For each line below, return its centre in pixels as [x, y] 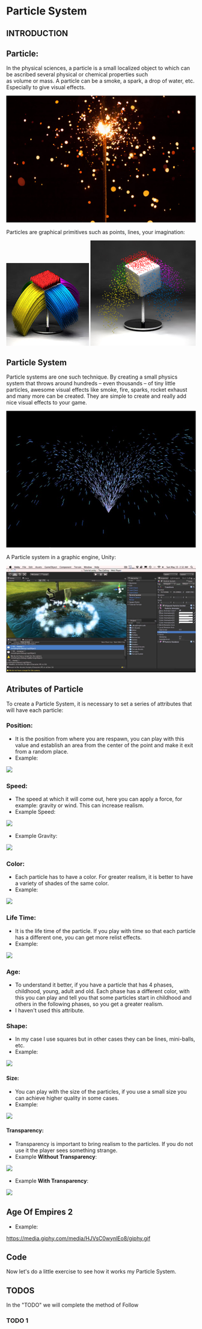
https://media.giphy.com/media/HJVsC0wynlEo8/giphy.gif [78, 1238]
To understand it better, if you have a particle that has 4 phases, [94, 985]
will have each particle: [35, 710]
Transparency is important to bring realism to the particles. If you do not [104, 1144]
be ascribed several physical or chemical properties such [77, 75]
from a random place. [41, 751]
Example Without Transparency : [56, 1156]
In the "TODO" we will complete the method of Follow [72, 1305]
